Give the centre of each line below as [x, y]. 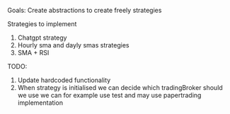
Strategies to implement [42, 24]
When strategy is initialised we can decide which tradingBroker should [120, 87]
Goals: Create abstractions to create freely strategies [85, 10]
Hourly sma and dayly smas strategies [73, 45]
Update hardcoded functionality [64, 80]
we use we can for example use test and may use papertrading [109, 95]
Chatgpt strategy [42, 38]
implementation [40, 103]
